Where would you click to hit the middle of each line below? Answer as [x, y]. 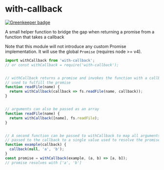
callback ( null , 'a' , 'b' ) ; [37, 149]
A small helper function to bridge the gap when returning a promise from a [80, 32]
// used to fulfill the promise [38, 83]
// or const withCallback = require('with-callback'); [62, 65]
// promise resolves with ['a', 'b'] [43, 163]
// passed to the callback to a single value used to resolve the [74, 140]
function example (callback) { [36, 145]
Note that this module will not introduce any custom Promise [66, 46]
